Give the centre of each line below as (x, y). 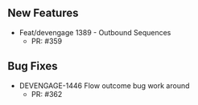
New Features (43, 13)
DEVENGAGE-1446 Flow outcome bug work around (104, 85)
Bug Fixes (33, 66)
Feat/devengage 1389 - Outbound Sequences (95, 32)
